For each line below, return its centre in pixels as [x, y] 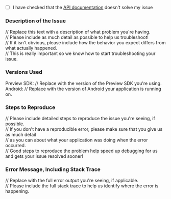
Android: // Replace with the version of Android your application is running [83, 89]
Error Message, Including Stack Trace [53, 169]
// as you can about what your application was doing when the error [77, 140]
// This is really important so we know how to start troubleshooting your [80, 53]
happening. [17, 191]
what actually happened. [31, 48]
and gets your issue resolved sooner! [44, 156]
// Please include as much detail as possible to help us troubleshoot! [77, 37]
